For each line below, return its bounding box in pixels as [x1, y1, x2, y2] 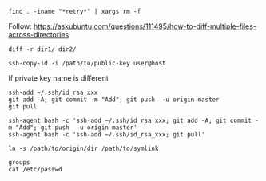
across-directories [8, 30, 69, 39]
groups [8, 159, 30, 167]
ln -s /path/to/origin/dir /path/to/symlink [8, 144, 159, 152]
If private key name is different [8, 73, 109, 83]
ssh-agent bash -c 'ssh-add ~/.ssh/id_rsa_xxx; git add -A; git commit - [8, 116, 260, 124]
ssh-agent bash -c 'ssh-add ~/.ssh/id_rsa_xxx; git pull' [8, 131, 205, 139]
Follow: [8, 22, 32, 31]
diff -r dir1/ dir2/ [8, 45, 77, 53]
